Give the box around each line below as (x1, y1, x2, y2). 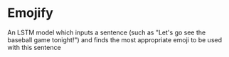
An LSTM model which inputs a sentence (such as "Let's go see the (7, 28, 206, 37)
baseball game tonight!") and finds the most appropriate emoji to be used (7, 35, 223, 44)
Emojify (7, 5, 53, 21)
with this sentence (7, 43, 62, 51)
